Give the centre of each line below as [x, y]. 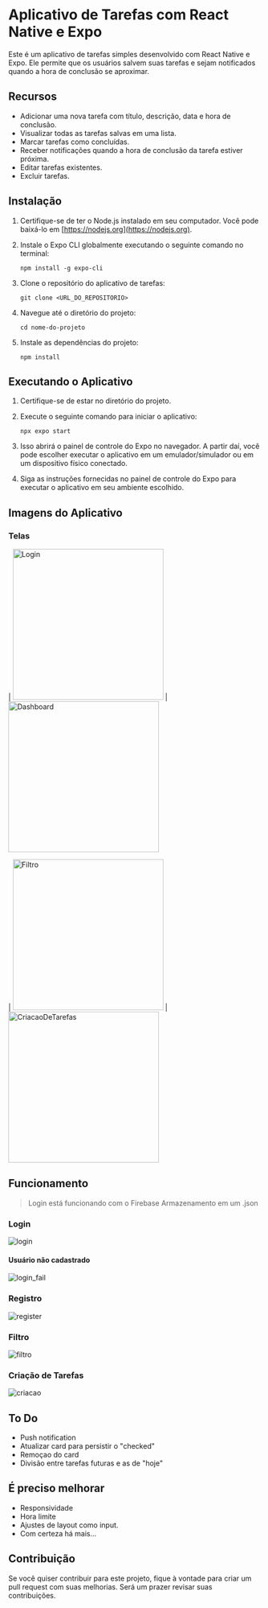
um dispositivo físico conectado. [74, 464]
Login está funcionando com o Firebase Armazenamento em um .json [143, 1203]
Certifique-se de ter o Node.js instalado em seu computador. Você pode [139, 221]
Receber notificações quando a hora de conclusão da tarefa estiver [131, 150]
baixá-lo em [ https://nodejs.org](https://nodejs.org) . [106, 229]
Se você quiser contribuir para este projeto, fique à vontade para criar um [130, 1578]
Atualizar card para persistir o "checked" [87, 1446]
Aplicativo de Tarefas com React [118, 15]
